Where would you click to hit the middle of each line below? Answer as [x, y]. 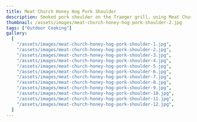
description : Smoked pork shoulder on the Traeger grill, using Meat [93, 17]
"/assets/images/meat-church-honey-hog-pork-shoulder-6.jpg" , [94, 72]
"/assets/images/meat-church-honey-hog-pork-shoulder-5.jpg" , [94, 66]
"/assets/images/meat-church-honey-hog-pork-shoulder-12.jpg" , [96, 104]
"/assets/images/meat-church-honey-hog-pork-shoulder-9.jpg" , [94, 88]
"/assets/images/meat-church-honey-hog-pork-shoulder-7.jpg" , [94, 77]
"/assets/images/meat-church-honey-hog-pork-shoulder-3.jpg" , [94, 55]
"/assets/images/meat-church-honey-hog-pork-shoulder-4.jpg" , [94, 60]
